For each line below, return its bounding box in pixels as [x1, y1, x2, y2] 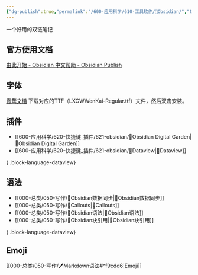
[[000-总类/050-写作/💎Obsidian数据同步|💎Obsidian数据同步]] [14, 194, 164, 202]
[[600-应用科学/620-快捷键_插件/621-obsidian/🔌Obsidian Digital [14, 133, 171, 140]
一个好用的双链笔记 [6, 25, 53, 33]
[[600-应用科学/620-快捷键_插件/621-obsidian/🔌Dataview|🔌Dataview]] [14, 147, 187, 154]
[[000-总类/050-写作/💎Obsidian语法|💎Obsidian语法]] [14, 209, 144, 216]
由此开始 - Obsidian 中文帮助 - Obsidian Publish [6, 62, 122, 69]
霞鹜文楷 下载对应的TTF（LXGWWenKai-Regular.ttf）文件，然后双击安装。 [6, 97, 187, 104]
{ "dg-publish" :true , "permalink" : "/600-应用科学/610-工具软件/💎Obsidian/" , [6, 8, 187, 15]
